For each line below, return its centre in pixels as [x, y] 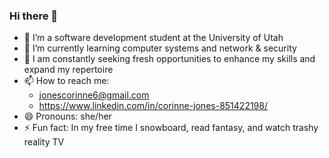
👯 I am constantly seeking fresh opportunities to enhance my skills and [169, 59]
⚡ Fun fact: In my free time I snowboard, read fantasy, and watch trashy [171, 128]
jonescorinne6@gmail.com [94, 95]
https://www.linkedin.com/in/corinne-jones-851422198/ [153, 106]
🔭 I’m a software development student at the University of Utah [153, 38]
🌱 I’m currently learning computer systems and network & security [160, 48]
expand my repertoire [68, 70]
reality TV [44, 142]
